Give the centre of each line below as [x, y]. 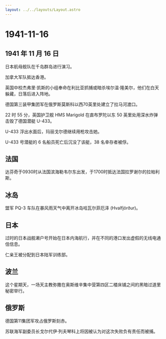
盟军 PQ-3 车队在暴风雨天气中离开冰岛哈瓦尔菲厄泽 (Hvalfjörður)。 [73, 208]
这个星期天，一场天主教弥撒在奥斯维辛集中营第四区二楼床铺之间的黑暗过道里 [83, 285]
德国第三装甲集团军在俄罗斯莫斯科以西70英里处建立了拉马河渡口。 [73, 104]
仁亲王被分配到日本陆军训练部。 [38, 255]
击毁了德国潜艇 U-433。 [30, 121]
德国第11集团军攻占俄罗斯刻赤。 [37, 321]
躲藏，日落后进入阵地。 [29, 94]
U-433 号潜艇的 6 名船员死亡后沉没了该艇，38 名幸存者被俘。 [68, 142]
